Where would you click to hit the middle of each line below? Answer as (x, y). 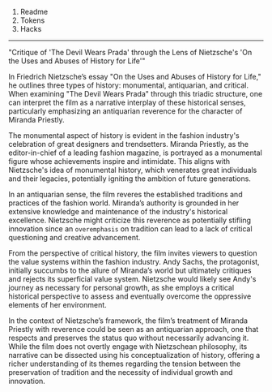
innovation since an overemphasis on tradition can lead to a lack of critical (130, 229)
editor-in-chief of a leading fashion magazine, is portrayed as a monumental (136, 153)
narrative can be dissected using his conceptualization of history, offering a (134, 355)
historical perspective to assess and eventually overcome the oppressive (130, 296)
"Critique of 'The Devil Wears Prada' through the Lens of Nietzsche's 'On (130, 52)
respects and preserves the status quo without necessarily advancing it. (129, 338)
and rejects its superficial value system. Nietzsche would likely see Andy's (132, 279)
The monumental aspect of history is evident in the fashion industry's (124, 136)
